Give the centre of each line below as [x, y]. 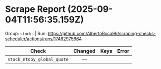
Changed [84, 51]
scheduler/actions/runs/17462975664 [44, 39]
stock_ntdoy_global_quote [38, 59]
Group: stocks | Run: [26, 33]
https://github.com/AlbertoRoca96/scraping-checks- [102, 33]
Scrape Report [35, 9]
